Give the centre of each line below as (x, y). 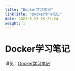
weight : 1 (15, 23)
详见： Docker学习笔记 (28, 64)
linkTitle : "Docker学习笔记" (34, 14)
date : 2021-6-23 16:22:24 (32, 19)
